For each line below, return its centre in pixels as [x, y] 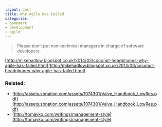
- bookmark [16, 23]
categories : [17, 18]
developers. [29, 51]
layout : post [18, 9]
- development [19, 28]
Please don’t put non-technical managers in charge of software [81, 46]
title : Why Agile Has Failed [35, 14]
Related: [15, 83]
